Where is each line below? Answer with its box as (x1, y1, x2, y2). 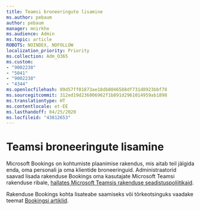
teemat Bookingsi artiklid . (6, 197, 69, 204)
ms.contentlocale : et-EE (6, 103, 68, 109)
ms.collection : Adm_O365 (6, 53, 68, 59)
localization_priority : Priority (6, 48, 90, 54)
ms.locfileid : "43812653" (6, 114, 71, 120)
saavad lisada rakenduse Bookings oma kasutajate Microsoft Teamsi (6, 173, 175, 180)
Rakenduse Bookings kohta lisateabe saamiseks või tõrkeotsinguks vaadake (6, 191, 193, 198)
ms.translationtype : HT (6, 98, 66, 104)
